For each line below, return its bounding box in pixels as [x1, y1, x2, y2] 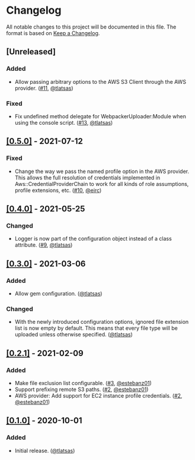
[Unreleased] [6, 47, 56, 57]
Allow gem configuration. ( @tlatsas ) [14, 289, 103, 297]
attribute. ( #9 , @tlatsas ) [14, 241, 73, 248]
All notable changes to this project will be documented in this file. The [6, 23, 177, 30]
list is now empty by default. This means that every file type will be [14, 324, 178, 332]
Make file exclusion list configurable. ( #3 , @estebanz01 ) [14, 379, 152, 386]
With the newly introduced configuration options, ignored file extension [14, 319, 189, 326]
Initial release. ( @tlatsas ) [14, 447, 75, 454]
